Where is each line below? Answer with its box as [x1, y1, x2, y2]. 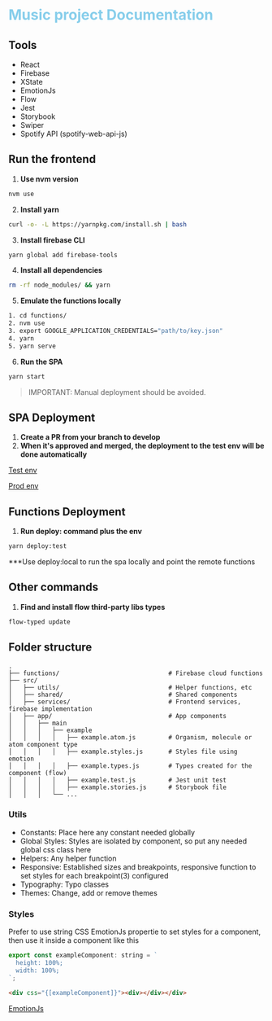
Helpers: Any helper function [19, 853, 117, 863]
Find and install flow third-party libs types [19, 602, 166, 611]
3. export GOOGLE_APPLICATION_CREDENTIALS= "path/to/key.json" [8, 327, 223, 335]
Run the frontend [8, 152, 96, 166]
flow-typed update [8, 617, 71, 626]
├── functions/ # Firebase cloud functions [8, 669, 264, 677]
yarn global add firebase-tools [8, 251, 118, 259]
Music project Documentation [8, 6, 214, 24]
